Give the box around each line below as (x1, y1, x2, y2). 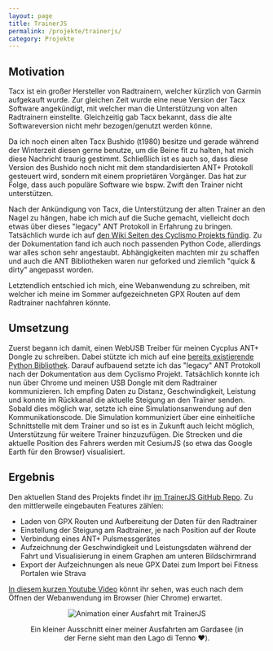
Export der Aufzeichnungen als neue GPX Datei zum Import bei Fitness (20, 559, 258, 570)
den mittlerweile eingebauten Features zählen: (8, 500, 165, 510)
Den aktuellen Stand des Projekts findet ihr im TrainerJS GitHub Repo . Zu (8, 492, 253, 501)
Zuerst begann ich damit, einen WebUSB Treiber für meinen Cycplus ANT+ (8, 343, 259, 352)
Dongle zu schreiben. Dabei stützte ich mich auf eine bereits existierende (8, 352, 254, 361)
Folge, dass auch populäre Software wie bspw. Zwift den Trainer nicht (8, 180, 243, 190)
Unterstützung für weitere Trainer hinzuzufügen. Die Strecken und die (8, 429, 243, 439)
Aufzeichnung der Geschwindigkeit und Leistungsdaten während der (20, 542, 252, 552)
